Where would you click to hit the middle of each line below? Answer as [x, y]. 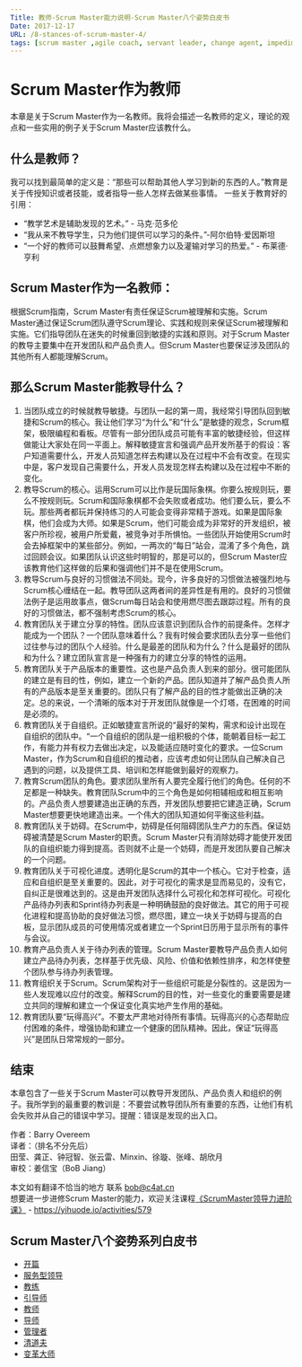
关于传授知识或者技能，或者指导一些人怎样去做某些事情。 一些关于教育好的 [149, 193]
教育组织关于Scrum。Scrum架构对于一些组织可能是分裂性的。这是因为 [153, 983]
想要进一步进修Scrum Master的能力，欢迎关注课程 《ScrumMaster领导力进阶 [151, 1198]
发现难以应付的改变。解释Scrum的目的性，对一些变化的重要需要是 [161, 994]
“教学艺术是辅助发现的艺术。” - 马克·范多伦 [100, 223]
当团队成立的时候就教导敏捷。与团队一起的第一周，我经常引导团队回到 [153, 410]
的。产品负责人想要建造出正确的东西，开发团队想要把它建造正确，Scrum [157, 803]
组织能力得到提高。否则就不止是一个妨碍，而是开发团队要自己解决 [168, 848]
